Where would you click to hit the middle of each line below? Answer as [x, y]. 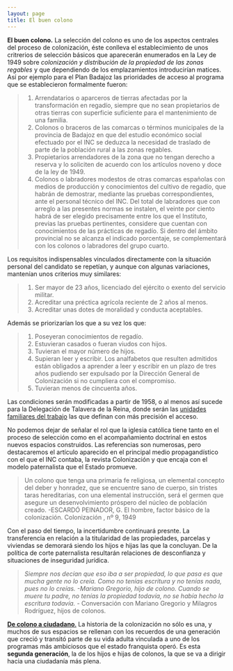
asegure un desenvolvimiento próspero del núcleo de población [115, 502]
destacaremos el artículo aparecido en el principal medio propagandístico [113, 452]
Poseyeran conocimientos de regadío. [89, 336]
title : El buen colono [40, 20]
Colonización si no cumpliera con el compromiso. [105, 380]
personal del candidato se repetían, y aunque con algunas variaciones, [109, 266]
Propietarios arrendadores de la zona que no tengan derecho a [125, 156]
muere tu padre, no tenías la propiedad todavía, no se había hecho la [124, 596]
